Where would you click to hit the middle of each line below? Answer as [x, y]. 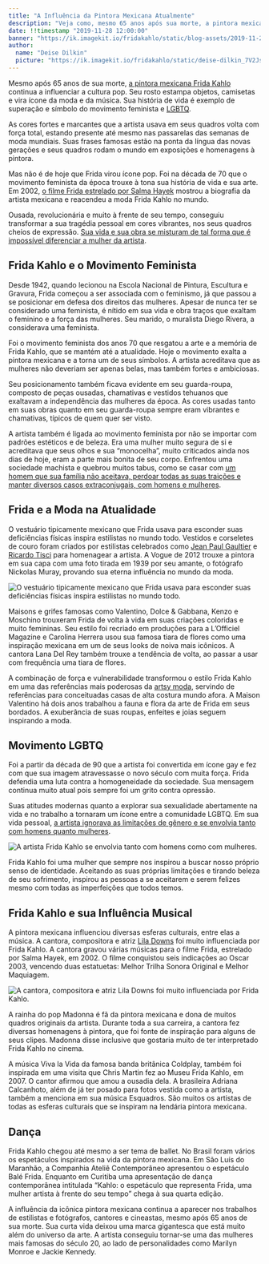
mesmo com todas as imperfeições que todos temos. [96, 888]
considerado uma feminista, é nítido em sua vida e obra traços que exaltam [132, 310]
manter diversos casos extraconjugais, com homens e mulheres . [115, 485]
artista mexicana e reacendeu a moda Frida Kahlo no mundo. [109, 199]
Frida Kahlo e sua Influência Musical [100, 913]
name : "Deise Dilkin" [52, 53]
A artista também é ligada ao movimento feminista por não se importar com [133, 433]
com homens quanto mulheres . [60, 831]
